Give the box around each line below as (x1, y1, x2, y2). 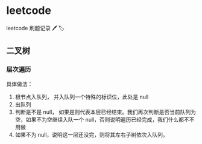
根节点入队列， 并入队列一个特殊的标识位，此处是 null (14, 93, 149, 100)
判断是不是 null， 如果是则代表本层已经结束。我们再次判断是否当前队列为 (14, 108, 197, 116)
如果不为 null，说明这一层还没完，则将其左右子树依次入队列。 (14, 131, 169, 138)
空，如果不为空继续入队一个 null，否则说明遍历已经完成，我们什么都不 (14, 116, 190, 123)
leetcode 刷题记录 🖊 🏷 (6, 24, 65, 31)
